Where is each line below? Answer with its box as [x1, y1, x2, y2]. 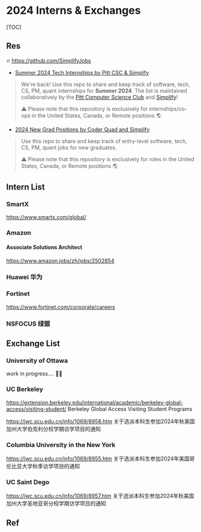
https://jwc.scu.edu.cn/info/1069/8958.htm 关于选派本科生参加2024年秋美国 [6, 418, 195, 425]
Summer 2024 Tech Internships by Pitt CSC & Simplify [14, 69, 149, 76]
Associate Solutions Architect [6, 243, 83, 250]
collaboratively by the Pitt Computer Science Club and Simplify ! [20, 93, 178, 101]
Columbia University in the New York [6, 441, 116, 449]
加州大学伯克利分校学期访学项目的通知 [6, 425, 101, 432]
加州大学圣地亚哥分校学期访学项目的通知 [6, 500, 106, 507]
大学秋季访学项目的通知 [22, 462, 80, 469]
